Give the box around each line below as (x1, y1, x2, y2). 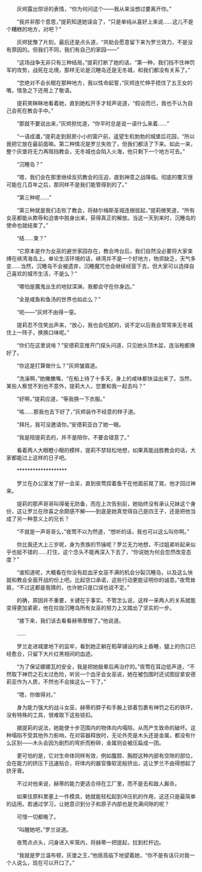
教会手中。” (26, 107, 54, 114)
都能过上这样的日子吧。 (11, 454, 70, 461)
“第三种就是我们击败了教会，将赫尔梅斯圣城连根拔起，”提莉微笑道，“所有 (16, 207, 195, 214)
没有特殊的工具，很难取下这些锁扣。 (6, 711, 96, 718)
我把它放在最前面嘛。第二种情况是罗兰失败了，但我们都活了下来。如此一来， (6, 141, 196, 147)
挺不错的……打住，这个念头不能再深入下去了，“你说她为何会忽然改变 (16, 549, 186, 555)
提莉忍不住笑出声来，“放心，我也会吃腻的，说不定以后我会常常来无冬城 (16, 322, 194, 328)
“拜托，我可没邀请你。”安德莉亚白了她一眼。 (16, 421, 124, 428)
